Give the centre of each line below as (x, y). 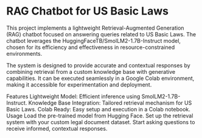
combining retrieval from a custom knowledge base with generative (91, 71)
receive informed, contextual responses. (57, 128)
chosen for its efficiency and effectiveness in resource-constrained (91, 47)
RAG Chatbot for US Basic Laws (88, 11)
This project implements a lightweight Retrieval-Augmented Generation (95, 28)
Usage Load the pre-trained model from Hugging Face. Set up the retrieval (100, 116)
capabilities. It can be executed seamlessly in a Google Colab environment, (100, 78)
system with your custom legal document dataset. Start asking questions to (101, 122)
